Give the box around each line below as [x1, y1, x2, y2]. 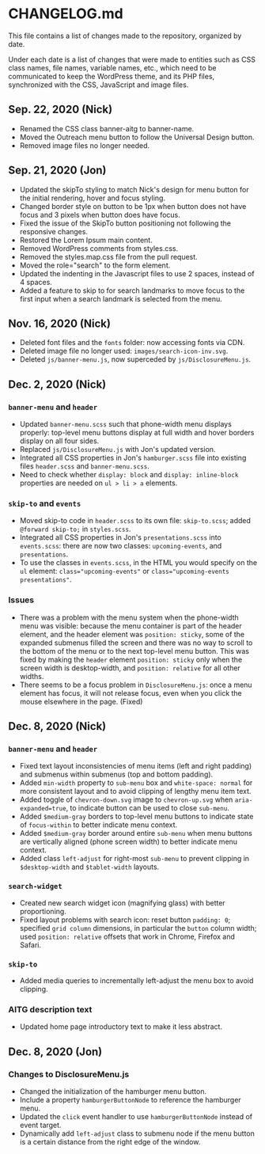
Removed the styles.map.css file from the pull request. [19, 252, 198, 261]
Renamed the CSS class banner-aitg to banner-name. [19, 123, 195, 133]
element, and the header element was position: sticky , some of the [19, 629, 245, 639]
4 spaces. [19, 277, 53, 287]
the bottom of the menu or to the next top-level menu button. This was [19, 646, 249, 655]
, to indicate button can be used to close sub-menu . [66, 803, 229, 813]
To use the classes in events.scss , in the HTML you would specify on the [19, 558, 258, 568]
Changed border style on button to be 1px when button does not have [19, 201, 247, 211]
